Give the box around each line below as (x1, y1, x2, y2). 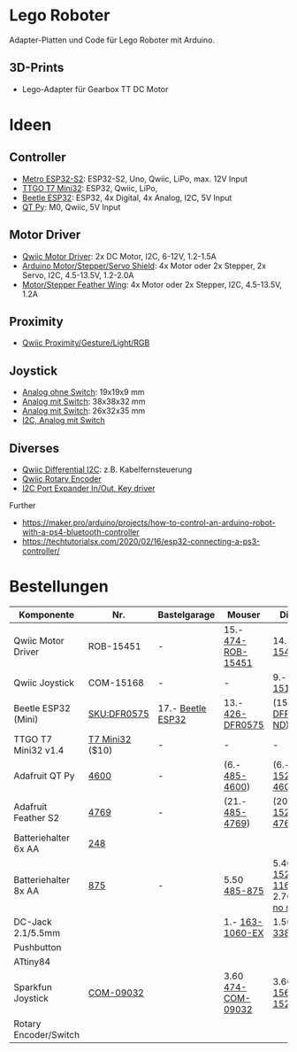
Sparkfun (13, 980, 53, 993)
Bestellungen (9, 576, 109, 597)
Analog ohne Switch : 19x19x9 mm (21, 387, 145, 398)
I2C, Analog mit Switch (21, 415, 106, 426)
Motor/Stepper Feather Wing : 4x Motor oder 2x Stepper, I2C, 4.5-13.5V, (21, 279, 283, 290)
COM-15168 (88, 677, 144, 689)
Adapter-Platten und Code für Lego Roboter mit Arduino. (9, 35, 215, 45)
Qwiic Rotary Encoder (21, 474, 102, 483)
